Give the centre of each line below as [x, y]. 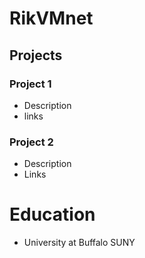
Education [52, 214]
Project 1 [30, 84]
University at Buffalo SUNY [79, 243]
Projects [36, 55]
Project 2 [31, 142]
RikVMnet [51, 18]
